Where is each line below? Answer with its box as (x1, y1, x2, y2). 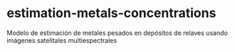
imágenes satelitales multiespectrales (6, 36, 117, 44)
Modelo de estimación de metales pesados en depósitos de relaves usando (6, 28, 229, 37)
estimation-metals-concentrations (6, 5, 216, 21)
